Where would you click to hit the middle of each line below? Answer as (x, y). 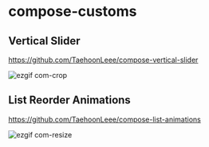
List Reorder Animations (70, 101)
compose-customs (73, 12)
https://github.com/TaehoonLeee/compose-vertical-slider (103, 60)
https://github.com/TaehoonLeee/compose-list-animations (104, 119)
